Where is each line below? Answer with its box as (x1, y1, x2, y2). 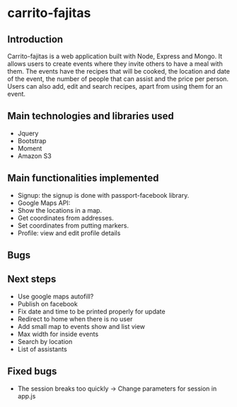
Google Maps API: (17, 199, 71, 207)
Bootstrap (17, 136, 47, 145)
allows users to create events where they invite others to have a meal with (7, 60, 223, 68)
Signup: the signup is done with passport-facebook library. (17, 191, 190, 199)
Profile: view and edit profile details (17, 228, 121, 237)
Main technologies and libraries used (7, 110, 175, 122)
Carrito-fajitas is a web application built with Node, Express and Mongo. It (7, 52, 223, 60)
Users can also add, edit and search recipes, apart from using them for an (7, 82, 223, 90)
